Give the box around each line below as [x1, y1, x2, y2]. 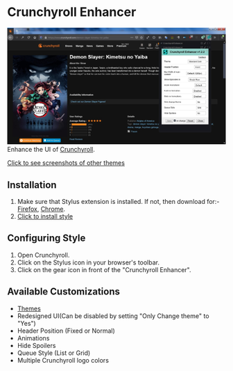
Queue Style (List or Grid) [17, 349, 91, 357]
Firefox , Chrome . [17, 205, 66, 213]
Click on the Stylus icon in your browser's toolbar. [17, 258, 159, 267]
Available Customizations [7, 286, 120, 298]
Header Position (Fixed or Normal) [17, 326, 116, 335]
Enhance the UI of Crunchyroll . [7, 145, 96, 154]
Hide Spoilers [17, 341, 56, 349]
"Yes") [17, 319, 36, 327]
